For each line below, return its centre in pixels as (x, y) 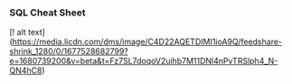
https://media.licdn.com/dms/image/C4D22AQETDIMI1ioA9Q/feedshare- (147, 42)
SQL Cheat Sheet (47, 13)
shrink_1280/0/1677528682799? (69, 51)
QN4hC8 (26, 70)
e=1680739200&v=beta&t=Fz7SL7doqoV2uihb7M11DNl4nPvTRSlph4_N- (144, 61)
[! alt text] (27, 33)
